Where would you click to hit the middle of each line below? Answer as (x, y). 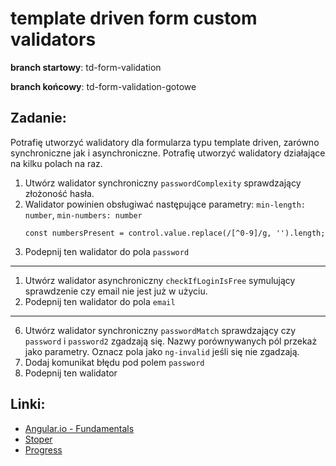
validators (53, 39)
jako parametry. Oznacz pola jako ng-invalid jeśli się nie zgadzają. (162, 351)
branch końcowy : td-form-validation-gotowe (103, 86)
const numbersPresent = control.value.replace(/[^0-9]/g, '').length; (175, 233)
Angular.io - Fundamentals (79, 428)
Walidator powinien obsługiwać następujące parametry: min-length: (165, 204)
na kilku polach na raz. (56, 163)
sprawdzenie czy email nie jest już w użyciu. (116, 291)
